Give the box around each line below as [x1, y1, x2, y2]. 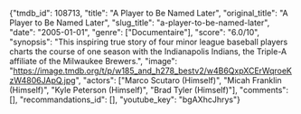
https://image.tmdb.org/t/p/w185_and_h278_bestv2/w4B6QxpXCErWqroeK [13, 65, 292, 76]
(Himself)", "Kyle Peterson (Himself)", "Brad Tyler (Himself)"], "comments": [9, 85, 289, 95]
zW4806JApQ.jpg [9, 75, 76, 85]
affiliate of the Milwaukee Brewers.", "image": [9, 56, 178, 66]
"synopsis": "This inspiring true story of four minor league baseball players [9, 36, 288, 47]
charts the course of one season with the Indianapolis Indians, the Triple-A [9, 46, 287, 57]
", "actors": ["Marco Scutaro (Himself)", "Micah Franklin [75, 75, 282, 85]
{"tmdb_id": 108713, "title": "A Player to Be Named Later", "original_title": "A [9, 8, 289, 18]
